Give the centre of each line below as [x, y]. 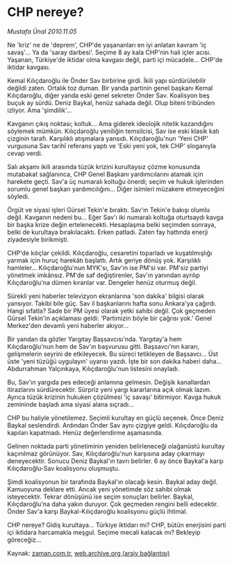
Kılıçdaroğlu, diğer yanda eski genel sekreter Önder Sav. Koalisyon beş [108, 95]
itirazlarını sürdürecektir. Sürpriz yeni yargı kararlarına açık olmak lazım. [109, 389]
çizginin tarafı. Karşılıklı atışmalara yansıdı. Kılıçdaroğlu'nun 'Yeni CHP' [108, 138]
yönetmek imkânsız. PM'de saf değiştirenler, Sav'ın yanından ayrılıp [103, 275]
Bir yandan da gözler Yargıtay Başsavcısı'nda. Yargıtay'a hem [94, 339]
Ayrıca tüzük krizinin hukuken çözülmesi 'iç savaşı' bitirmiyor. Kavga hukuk [114, 397]
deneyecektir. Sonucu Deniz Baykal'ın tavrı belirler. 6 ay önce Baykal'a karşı [116, 461]
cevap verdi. [25, 153]
